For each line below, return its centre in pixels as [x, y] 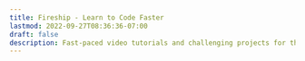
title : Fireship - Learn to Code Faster [87, 17]
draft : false [34, 34]
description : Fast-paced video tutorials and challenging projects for [148, 43]
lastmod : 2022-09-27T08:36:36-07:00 [79, 26]
